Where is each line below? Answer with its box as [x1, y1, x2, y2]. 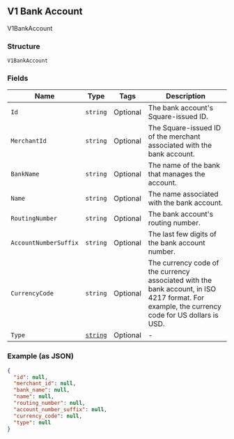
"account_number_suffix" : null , [13, 406, 108, 413]
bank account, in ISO [148, 284, 217, 294]
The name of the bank [148, 160, 221, 170]
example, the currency [148, 302, 221, 311]
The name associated [148, 190, 219, 199]
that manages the [148, 169, 205, 179]
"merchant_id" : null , [13, 380, 77, 387]
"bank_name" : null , [13, 387, 70, 394]
